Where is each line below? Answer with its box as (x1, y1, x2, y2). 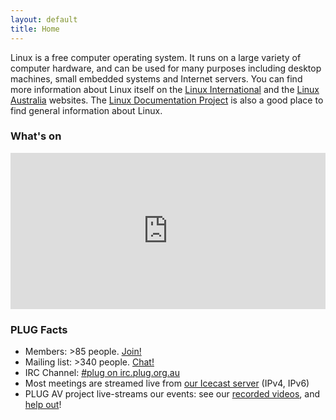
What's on (10, 129, 62, 143)
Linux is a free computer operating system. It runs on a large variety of (10, 51, 302, 63)
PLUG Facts (10, 322, 68, 336)
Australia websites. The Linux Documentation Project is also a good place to (10, 94, 324, 106)
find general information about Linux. (10, 104, 163, 116)
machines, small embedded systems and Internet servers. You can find (10, 72, 303, 85)
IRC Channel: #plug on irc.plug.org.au (24, 367, 180, 379)
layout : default (10, 14, 78, 25)
